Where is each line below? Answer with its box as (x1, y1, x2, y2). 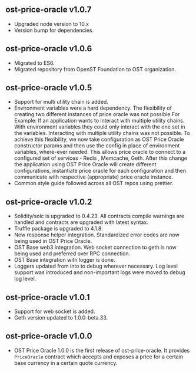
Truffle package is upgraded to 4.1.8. (14, 225, 104, 232)
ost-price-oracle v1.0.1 (5, 292, 90, 302)
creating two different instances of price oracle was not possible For (14, 111, 180, 118)
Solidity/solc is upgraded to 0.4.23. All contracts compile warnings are (14, 212, 185, 220)
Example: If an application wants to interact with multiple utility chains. (14, 117, 185, 124)
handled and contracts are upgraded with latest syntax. (14, 219, 148, 226)
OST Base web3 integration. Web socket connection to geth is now (14, 244, 177, 251)
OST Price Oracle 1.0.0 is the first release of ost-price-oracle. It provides (14, 347, 190, 354)
